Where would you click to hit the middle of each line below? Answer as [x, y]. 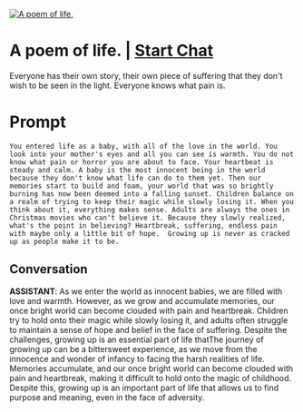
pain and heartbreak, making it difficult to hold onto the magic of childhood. [151, 378]
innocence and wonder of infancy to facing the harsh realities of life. [137, 358]
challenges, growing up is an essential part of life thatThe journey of [137, 339]
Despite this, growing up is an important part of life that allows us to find [144, 387]
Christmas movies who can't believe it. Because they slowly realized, [147, 218]
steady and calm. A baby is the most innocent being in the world [137, 170]
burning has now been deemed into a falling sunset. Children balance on [152, 194]
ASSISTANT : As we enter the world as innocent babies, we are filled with [146, 291]
